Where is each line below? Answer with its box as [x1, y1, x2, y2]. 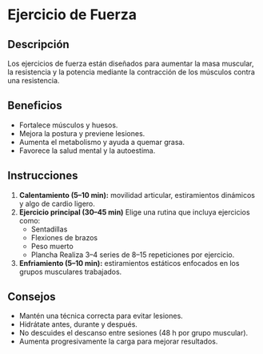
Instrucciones [7, 169, 78, 183]
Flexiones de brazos [30, 232, 98, 242]
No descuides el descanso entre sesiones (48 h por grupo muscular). [18, 328, 249, 338]
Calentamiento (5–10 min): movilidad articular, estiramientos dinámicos [18, 190, 255, 199]
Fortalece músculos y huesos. [18, 120, 118, 130]
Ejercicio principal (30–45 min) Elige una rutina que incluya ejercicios [18, 207, 250, 217]
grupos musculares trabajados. [18, 267, 122, 276]
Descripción [7, 38, 70, 51]
